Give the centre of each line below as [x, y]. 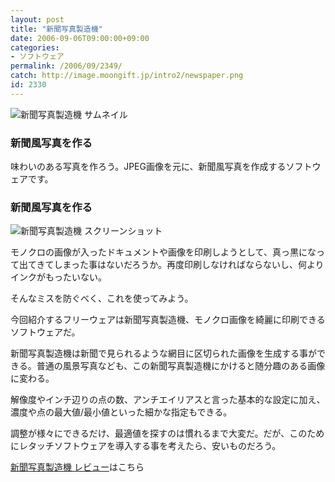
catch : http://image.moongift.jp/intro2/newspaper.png [127, 76]
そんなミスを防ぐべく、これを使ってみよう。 [102, 298]
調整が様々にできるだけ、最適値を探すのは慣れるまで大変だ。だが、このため [167, 433]
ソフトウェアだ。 [45, 332]
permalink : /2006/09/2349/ [66, 66]
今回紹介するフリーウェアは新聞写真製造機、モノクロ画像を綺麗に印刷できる [168, 320]
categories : [35, 47]
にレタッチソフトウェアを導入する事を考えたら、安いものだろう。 [146, 446]
